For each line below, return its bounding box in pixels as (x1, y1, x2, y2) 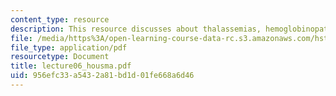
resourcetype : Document (10, 52, 110, 62)
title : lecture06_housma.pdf (10, 61, 132, 71)
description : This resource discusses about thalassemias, (10, 24, 262, 34)
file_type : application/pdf (10, 42, 128, 53)
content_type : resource (10, 14, 110, 25)
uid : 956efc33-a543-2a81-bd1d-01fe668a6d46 (10, 71, 195, 81)
